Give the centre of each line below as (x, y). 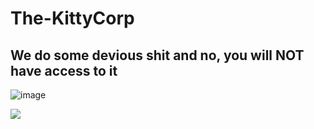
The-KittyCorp (72, 18)
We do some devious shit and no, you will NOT (157, 55)
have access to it (64, 70)
